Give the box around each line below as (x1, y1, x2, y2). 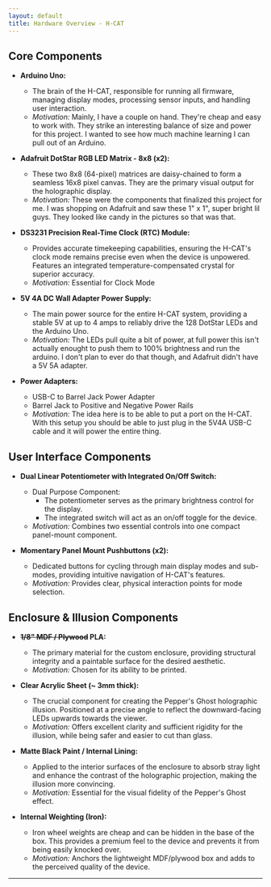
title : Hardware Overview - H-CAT (8, 19, 125, 27)
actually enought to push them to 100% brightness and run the (31, 344, 240, 353)
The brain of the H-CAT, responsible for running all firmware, (31, 87, 235, 96)
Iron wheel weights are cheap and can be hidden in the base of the (31, 827, 255, 837)
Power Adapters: (19, 377, 78, 386)
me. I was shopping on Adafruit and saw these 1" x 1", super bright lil (31, 204, 261, 213)
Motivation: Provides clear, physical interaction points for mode (31, 579, 243, 589)
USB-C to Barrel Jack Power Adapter (31, 392, 156, 402)
